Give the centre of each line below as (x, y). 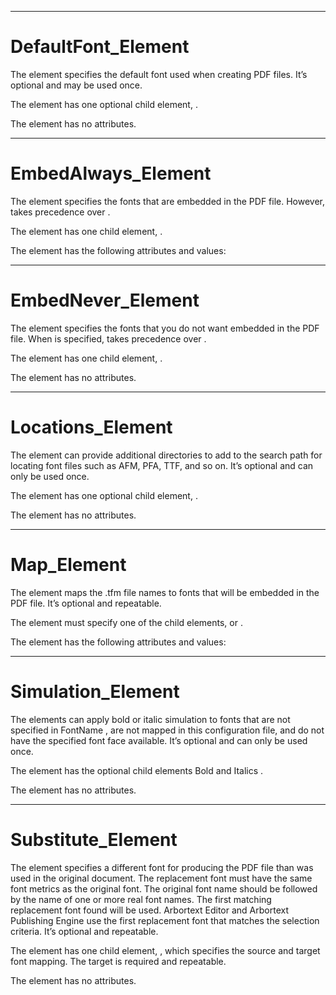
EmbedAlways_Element (111, 173)
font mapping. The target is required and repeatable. (118, 961)
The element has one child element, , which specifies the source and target (165, 950)
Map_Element (68, 564)
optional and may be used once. (76, 85)
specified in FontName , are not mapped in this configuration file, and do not (167, 730)
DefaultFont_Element (100, 47)
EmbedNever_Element (105, 300)
